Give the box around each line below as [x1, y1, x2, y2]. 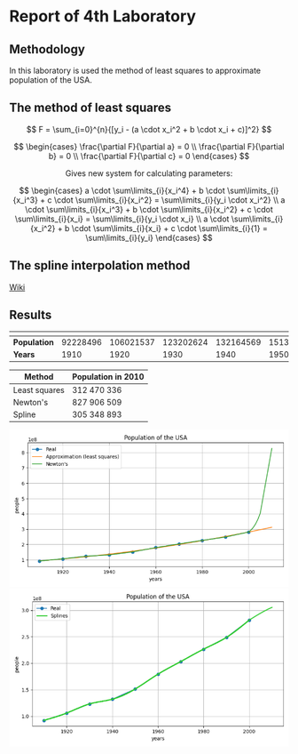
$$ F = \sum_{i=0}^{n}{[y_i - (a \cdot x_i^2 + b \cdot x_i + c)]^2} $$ [26, 124, 272, 134]
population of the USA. [9, 75, 93, 85]
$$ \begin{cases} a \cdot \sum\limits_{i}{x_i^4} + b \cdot [19, 185, 226, 196]
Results [9, 308, 52, 323]
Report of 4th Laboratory [9, 6, 197, 27]
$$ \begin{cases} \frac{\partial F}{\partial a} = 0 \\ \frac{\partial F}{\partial [13, 140, 285, 152]
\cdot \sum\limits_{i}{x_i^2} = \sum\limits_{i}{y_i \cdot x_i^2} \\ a [53, 194, 286, 205]
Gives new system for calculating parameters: [65, 167, 233, 179]
